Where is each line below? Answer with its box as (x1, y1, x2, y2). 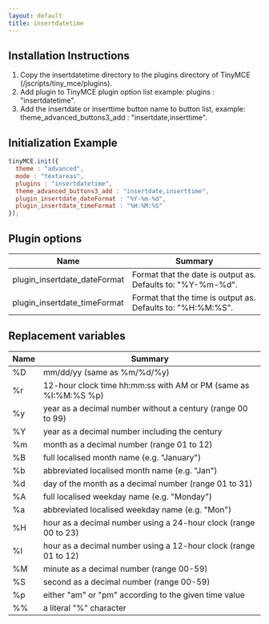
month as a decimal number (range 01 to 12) (42, 439, 213, 450)
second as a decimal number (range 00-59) (42, 576, 211, 587)
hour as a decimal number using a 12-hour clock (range (42, 540, 255, 551)
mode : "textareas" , (15, 172, 84, 180)
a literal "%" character (42, 602, 126, 614)
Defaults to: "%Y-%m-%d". (131, 278, 238, 290)
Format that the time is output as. (131, 292, 256, 303)
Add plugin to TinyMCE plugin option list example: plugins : (19, 87, 215, 97)
